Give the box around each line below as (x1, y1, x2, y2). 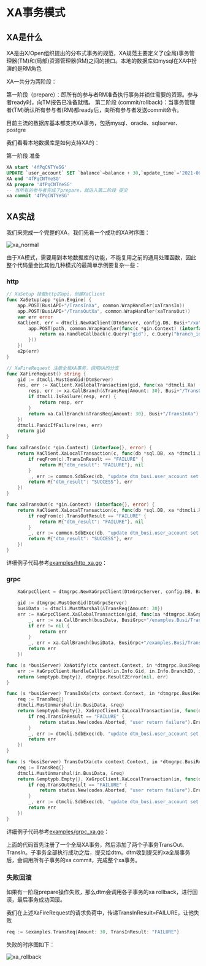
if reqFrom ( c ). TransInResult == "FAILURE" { (28, 456, 144, 462)
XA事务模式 (6, 6, 66, 20)
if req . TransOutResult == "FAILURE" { (28, 782, 128, 788)
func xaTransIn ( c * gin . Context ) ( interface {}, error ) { (6, 445, 152, 451)
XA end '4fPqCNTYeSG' (6, 176, 62, 182)
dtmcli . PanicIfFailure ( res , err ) (17, 422, 103, 428)
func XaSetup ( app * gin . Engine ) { (6, 297, 92, 303)
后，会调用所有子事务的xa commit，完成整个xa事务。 (6, 856, 141, 863)
